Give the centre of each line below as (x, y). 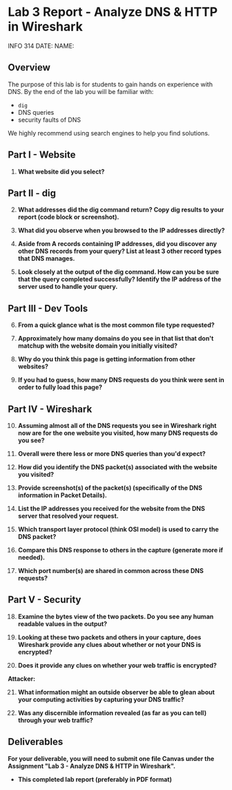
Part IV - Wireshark (50, 409)
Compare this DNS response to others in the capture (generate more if (120, 550)
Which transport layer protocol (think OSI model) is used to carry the (118, 529)
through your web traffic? (56, 720)
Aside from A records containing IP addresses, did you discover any (117, 244)
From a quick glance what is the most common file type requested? (116, 325)
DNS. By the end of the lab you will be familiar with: (81, 91)
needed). (31, 557)
